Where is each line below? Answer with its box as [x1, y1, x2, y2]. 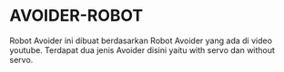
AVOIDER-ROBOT [9, 5, 144, 26]
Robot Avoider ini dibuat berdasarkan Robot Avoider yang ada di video [9, 35, 273, 46]
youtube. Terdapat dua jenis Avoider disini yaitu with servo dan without [9, 44, 276, 55]
